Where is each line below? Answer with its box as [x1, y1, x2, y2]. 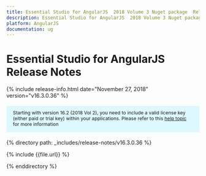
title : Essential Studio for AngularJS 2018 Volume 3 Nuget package [6, 9, 188, 15]
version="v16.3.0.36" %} [6, 92, 69, 100]
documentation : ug [6, 26, 53, 32]
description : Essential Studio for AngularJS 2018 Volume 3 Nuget [6, 15, 183, 21]
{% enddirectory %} [6, 163, 57, 170]
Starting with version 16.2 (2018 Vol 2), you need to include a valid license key [13, 109, 186, 116]
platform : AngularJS [6, 20, 59, 26]
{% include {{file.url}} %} [6, 151, 70, 158]
